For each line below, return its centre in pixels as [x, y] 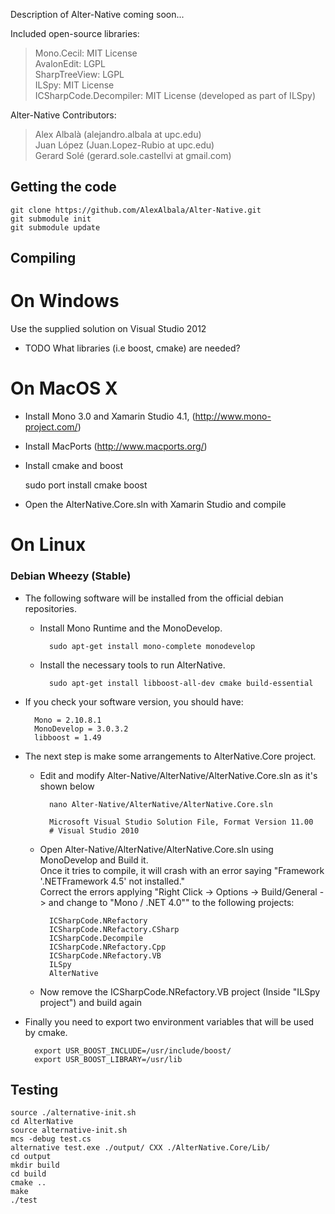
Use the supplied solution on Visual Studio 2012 [108, 329]
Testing [34, 1089]
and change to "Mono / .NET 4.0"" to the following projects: [171, 902]
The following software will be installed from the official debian [154, 598]
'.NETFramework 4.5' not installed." [112, 881]
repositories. [50, 608]
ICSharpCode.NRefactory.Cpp [107, 947]
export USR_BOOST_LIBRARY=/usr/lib [108, 1059]
